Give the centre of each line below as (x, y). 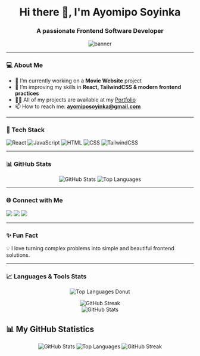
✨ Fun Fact (22, 235)
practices (27, 93)
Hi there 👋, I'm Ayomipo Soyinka (100, 12)
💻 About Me (25, 65)
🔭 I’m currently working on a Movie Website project (78, 81)
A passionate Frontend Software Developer (100, 31)
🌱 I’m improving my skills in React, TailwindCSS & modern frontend (98, 87)
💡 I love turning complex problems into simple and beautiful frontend (90, 248)
